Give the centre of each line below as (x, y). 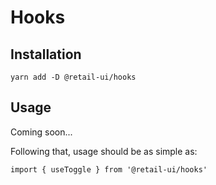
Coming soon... (41, 132)
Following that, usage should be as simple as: (104, 151)
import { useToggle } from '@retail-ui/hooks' (109, 169)
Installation (46, 54)
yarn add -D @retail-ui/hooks (73, 77)
